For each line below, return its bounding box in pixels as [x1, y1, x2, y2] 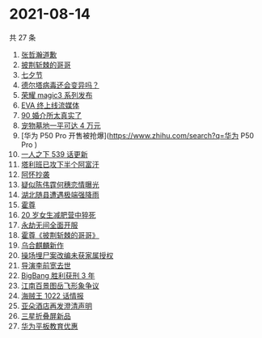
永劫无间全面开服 [20, 220, 78, 230]
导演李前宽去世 [20, 260, 71, 270]
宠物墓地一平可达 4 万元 [20, 120, 101, 130]
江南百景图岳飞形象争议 [20, 281, 99, 290]
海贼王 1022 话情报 [20, 290, 84, 300]
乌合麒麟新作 [20, 240, 64, 250]
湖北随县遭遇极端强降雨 [20, 189, 99, 199]
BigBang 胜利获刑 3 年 [20, 270, 95, 280]
